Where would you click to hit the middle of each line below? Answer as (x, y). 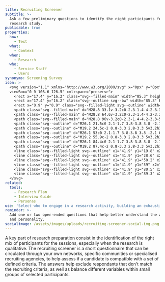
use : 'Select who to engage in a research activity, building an (73, 206)
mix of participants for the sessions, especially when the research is (74, 243)
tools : (16, 187)
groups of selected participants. (38, 274)
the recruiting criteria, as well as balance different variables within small (78, 269)
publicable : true (23, 28)
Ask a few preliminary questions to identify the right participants (82, 19)
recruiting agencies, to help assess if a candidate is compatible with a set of (82, 258)
